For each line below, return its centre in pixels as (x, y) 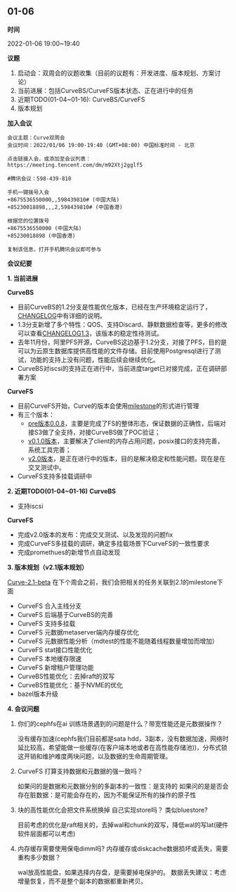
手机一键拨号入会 (28, 192)
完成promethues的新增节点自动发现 (69, 552)
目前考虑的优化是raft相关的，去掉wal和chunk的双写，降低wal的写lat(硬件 (123, 824)
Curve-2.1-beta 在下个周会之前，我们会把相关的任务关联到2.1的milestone (112, 582)
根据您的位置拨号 (28, 221)
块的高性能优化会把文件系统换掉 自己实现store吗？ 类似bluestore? (113, 810)
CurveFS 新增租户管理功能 (55, 667)
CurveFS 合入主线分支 (50, 606)
